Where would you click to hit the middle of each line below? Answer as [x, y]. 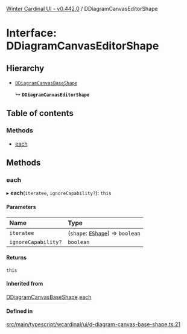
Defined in [20, 311]
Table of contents [40, 113]
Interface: [32, 33]
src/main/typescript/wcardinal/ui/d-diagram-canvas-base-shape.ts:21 [93, 324]
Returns [17, 258]
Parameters [21, 207]
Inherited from [25, 284]
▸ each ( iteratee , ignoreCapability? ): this [59, 193]
